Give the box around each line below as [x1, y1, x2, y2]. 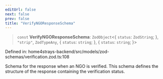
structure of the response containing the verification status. [5, 69, 125, 75]
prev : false [5, 16, 29, 21]
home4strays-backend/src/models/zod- [28, 49, 109, 55]
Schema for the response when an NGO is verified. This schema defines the [5, 63, 159, 69]
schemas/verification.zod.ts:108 [5, 54, 70, 60]
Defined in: [5, 49, 27, 55]
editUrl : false [5, 7, 36, 12]
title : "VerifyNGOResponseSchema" [5, 20, 76, 26]
